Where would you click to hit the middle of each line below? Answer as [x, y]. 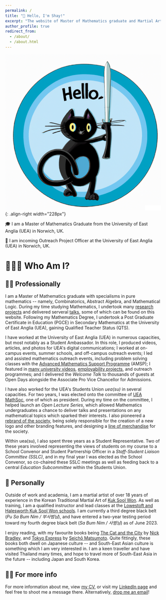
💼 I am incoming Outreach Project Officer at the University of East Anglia [79, 240]
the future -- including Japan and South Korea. [53, 559]
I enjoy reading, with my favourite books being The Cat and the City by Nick [82, 533]
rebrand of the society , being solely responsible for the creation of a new [79, 421]
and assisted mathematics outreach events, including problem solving [76, 358]
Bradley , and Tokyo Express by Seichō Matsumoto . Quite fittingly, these [78, 538]
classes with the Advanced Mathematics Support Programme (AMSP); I [78, 364]
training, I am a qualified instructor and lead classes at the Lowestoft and [79, 505]
